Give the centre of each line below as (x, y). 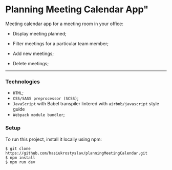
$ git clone (18, 148)
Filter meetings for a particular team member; (61, 43)
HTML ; (18, 93)
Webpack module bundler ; (39, 115)
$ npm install (20, 158)
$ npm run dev (20, 162)
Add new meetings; (33, 53)
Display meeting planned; (39, 33)
